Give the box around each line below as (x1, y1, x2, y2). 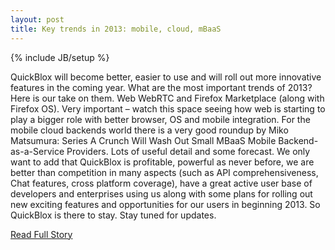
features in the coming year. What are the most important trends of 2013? (10, 81, 313, 93)
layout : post (10, 14, 65, 25)
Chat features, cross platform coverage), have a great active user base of (10, 177, 313, 189)
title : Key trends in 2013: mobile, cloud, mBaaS (10, 24, 222, 34)
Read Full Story (10, 228, 73, 240)
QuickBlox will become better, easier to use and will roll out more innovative (10, 71, 322, 83)
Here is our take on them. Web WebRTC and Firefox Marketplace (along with (10, 92, 325, 104)
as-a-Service (10, 145, 65, 157)
